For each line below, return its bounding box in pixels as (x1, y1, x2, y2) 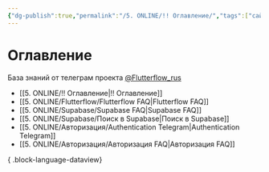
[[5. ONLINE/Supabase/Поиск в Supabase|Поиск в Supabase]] (18, 114, 230, 123)
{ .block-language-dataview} (7, 154, 103, 164)
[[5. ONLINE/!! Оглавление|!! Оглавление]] (18, 88, 163, 98)
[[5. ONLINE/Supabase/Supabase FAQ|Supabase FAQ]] (18, 105, 202, 114)
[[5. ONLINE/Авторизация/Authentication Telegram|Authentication (18, 122, 240, 132)
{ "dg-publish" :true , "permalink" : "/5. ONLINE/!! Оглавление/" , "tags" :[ (7, 11, 249, 20)
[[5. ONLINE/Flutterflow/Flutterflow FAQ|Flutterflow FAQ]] (18, 97, 210, 106)
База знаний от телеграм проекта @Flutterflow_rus (7, 73, 181, 82)
